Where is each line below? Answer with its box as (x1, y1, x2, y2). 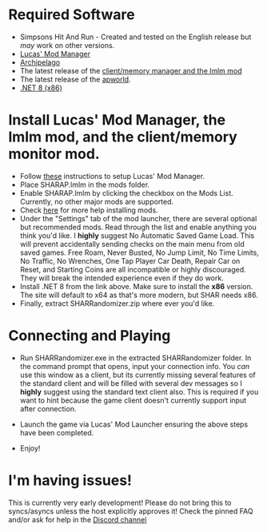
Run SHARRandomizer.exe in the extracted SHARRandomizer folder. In (19, 353, 252, 363)
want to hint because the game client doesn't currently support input (19, 395, 247, 405)
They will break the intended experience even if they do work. (19, 273, 224, 283)
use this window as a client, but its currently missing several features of (19, 370, 256, 379)
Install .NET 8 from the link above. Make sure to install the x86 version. (19, 281, 253, 291)
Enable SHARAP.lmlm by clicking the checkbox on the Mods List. (19, 188, 233, 197)
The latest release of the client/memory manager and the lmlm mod (19, 66, 242, 75)
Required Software (8, 6, 135, 24)
